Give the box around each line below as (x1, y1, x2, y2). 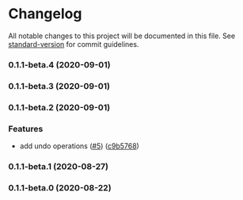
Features (8, 123, 44, 134)
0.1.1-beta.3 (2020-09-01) (8, 80, 111, 91)
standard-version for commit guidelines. (8, 39, 139, 48)
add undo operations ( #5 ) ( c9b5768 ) (19, 141, 140, 151)
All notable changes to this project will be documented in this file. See (8, 31, 236, 40)
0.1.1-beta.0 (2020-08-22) (8, 182, 112, 193)
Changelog (8, 5, 82, 23)
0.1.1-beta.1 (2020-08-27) (8, 160, 109, 171)
